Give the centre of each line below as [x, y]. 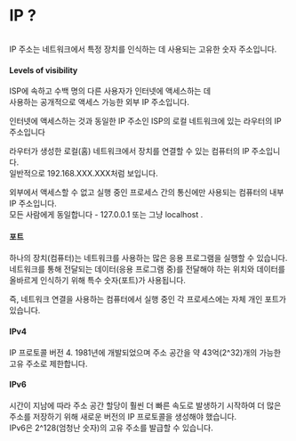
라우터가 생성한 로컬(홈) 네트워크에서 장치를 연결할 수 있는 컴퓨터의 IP [129, 151]
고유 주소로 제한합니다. [48, 363]
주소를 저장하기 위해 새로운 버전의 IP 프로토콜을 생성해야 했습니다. [123, 416]
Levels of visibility [44, 70]
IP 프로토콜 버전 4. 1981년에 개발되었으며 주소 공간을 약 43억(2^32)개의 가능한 [145, 352]
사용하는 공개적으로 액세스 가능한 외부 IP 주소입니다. [99, 102]
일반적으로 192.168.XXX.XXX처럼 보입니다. [84, 174]
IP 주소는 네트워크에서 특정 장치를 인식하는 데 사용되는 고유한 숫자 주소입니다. [143, 49]
